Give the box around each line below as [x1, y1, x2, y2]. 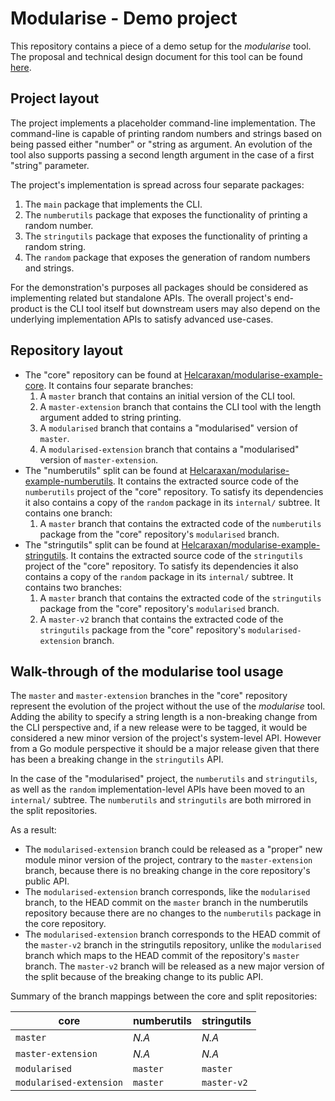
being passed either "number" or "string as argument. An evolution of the [10, 138, 313, 150]
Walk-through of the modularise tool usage [10, 663, 284, 680]
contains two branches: [24, 581, 123, 593]
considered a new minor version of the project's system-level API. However [10, 732, 322, 744]
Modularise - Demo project [10, 7, 238, 30]
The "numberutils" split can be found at [24, 464, 188, 476]
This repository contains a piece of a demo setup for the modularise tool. [10, 40, 312, 52]
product [10, 302, 43, 314]
